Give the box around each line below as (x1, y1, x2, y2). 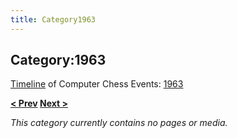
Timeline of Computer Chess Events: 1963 (10, 78, 184, 90)
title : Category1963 (10, 14, 97, 25)
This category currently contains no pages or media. (10, 117, 228, 129)
